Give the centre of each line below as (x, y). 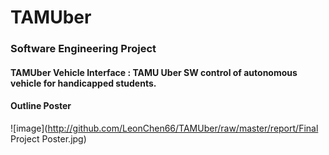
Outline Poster (41, 106)
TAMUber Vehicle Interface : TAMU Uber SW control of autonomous (154, 72)
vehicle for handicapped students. (83, 83)
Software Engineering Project (83, 49)
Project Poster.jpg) (48, 138)
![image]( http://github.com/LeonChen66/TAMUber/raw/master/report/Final (164, 128)
